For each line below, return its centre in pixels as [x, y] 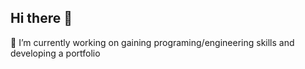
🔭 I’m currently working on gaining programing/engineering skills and [152, 42]
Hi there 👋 [41, 18]
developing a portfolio [55, 53]
